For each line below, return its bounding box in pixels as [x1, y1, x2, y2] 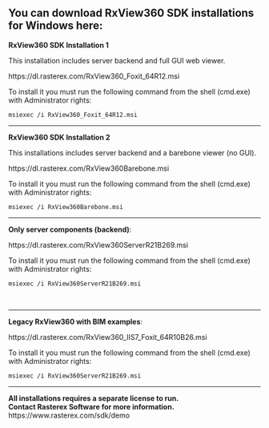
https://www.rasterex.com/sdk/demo [8, 410, 130, 420]
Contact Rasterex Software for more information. [8, 402, 175, 411]
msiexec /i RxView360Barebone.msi [8, 203, 124, 211]
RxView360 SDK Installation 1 [8, 40, 110, 50]
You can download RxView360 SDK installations [8, 6, 255, 20]
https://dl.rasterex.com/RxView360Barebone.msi [8, 164, 170, 173]
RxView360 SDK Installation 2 [8, 132, 110, 142]
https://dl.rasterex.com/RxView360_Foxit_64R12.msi [8, 71, 180, 81]
